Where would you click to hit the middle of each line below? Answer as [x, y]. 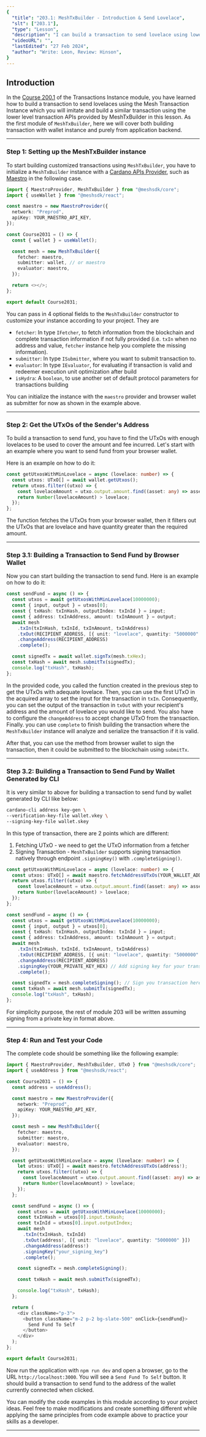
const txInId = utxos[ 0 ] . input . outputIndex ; [75, 1223]
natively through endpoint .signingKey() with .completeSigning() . [99, 858]
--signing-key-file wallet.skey [48, 821]
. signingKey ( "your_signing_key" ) [65, 1251]
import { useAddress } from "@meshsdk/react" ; [67, 1071]
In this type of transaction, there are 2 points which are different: [88, 833]
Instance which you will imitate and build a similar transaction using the [96, 111]
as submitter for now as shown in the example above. [74, 403]
